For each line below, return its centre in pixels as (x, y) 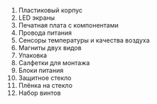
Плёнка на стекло (45, 85)
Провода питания (45, 33)
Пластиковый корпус (50, 10)
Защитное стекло (45, 78)
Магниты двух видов (50, 48)
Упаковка (33, 55)
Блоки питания (41, 70)
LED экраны (37, 18)
